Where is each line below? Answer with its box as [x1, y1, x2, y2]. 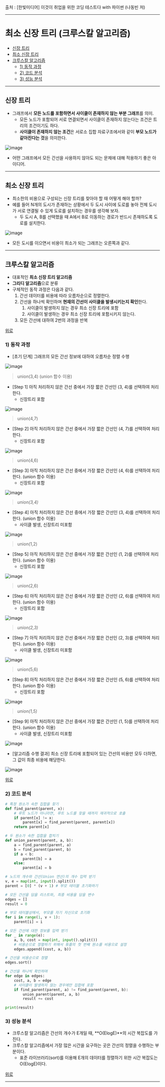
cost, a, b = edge [14, 978, 52, 983]
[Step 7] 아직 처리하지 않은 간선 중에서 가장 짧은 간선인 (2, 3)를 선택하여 [12, 634, 151, 640]
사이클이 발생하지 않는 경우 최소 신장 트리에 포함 [27, 305, 119, 311]
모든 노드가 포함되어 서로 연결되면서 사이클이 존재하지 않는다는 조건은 [19, 116, 152, 122]
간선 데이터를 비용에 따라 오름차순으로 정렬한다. [19, 293, 110, 299]
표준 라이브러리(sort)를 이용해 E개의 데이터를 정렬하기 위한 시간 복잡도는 [19, 1055, 158, 1060]
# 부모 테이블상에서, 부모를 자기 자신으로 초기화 [5, 910, 90, 915]
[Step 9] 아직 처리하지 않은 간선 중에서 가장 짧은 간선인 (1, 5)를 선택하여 [12, 718, 150, 724]
